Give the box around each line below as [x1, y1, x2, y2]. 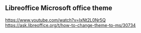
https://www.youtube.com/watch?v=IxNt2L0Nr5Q [5, 17, 106, 23]
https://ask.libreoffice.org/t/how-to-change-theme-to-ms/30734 [5, 22, 136, 28]
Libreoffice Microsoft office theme [5, 4, 113, 12]
